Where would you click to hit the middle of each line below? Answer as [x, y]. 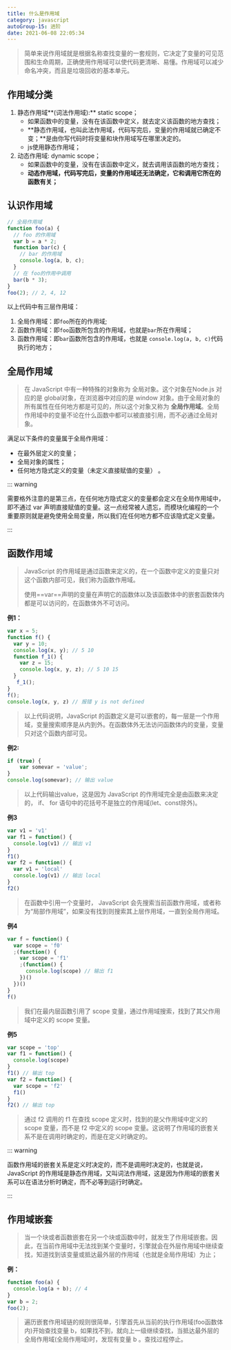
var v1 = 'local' [38, 869]
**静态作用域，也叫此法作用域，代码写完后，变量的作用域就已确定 [121, 130]
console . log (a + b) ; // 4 [51, 1288]
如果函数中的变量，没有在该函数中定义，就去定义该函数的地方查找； [124, 121]
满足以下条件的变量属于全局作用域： [59, 438]
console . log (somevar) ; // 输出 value [60, 780]
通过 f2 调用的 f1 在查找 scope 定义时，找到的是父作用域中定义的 [116, 1119]
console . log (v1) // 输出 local [57, 876]
